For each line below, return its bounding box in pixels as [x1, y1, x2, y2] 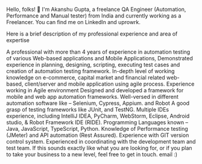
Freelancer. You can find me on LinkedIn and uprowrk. [6, 19, 140, 25]
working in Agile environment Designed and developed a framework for [6, 87, 184, 93]
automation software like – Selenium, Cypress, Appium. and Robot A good [6, 99, 190, 107]
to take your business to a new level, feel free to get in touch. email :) [6, 151, 178, 158]
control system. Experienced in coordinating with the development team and [6, 138, 196, 145]
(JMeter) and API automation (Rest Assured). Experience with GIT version [6, 131, 189, 139]
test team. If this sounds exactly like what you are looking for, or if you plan [6, 145, 192, 151]
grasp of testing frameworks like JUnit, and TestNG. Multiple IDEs [6, 106, 169, 113]
